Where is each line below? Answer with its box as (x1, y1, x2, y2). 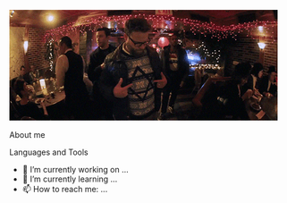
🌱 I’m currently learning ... (21, 173, 118, 184)
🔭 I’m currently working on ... (21, 165, 129, 174)
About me (9, 130, 46, 140)
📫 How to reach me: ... (21, 184, 108, 194)
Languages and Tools (9, 147, 89, 157)
